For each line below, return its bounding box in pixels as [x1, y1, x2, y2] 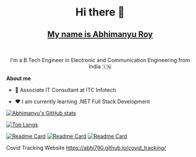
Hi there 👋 [75, 5, 125, 19]
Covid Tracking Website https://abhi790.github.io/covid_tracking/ [6, 144, 166, 151]
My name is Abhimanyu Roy [47, 29, 153, 39]
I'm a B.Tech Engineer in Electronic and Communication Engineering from [10, 57, 191, 63]
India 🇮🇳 [88, 63, 112, 70]
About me [6, 75, 32, 82]
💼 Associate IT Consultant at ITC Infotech [14, 87, 116, 93]
